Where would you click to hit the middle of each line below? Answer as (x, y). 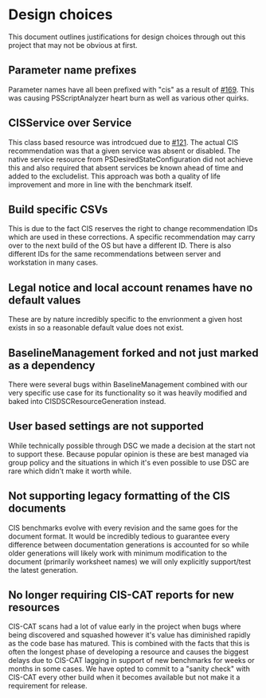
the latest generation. (43, 570)
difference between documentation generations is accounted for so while (129, 544)
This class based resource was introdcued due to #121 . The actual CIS (123, 142)
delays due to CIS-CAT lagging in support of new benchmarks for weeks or (131, 661)
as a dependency (52, 365)
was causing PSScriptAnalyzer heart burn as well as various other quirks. (129, 98)
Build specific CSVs (58, 209)
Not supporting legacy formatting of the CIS (119, 496)
